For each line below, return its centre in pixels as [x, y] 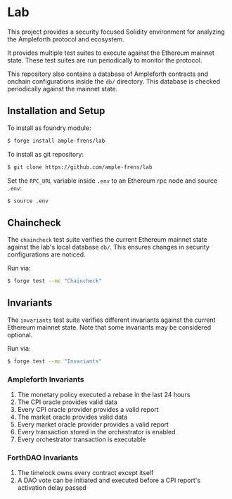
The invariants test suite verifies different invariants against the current [111, 320]
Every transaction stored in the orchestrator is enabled [96, 432]
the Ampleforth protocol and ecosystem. [66, 39]
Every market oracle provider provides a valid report [93, 425]
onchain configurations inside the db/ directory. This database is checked [114, 81]
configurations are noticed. [46, 254]
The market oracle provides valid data [72, 417]
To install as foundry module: [49, 128]
